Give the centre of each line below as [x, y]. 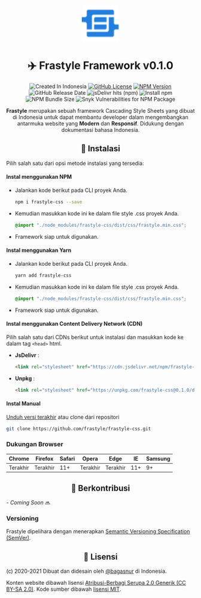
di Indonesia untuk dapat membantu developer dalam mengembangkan [100, 117]
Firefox [45, 459]
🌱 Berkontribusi [100, 488]
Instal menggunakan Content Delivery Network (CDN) [74, 324]
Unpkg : [25, 378]
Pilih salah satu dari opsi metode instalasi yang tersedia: [75, 163]
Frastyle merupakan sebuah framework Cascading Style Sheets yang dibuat [100, 110]
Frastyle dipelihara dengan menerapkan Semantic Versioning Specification [98, 531]
